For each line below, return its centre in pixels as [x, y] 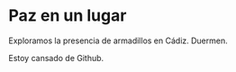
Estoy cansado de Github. [56, 58]
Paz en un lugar [68, 16]
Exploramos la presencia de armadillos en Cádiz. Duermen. [118, 40]
